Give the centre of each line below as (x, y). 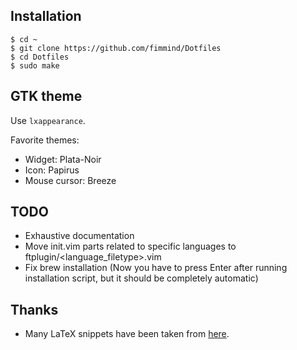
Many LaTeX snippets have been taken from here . (127, 334)
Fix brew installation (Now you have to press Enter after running (156, 268)
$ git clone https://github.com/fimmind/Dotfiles (116, 48)
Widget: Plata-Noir (63, 159)
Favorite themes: (45, 140)
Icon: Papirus (52, 170)
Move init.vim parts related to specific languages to (130, 246)
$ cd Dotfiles (40, 57)
